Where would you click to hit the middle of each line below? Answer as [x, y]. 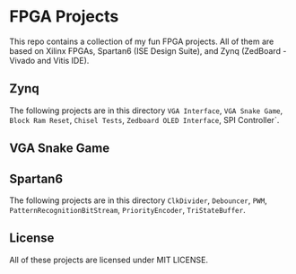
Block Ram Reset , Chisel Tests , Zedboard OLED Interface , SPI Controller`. [144, 119]
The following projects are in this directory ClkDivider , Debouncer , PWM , [138, 200]
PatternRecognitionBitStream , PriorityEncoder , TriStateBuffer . [127, 209]
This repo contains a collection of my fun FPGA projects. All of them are [142, 41]
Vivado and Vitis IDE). [49, 60]
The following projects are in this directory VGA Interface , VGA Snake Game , [146, 110]
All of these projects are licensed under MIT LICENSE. [109, 260]
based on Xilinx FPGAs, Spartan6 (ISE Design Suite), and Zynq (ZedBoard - [148, 50]
